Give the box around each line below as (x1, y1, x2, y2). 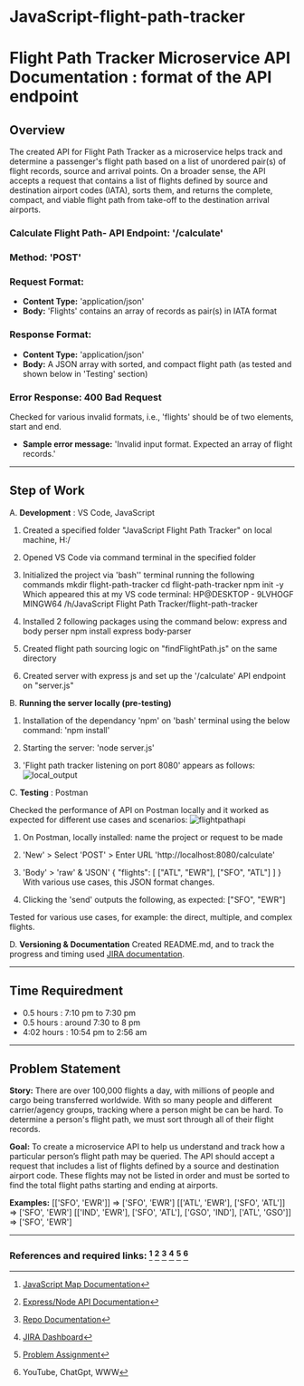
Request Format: (9, 275, 84, 287)
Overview (9, 122, 66, 138)
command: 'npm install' (22, 724, 110, 735)
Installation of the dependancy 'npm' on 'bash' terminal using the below (22, 714, 290, 726)
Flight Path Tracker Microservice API (9, 48, 291, 69)
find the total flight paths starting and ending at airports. (9, 1180, 219, 1191)
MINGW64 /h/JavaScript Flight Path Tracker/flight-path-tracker (22, 598, 259, 609)
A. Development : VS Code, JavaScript (9, 507, 156, 518)
